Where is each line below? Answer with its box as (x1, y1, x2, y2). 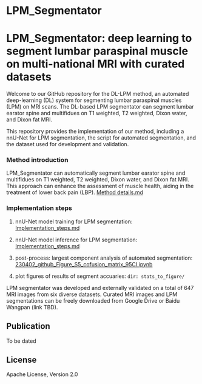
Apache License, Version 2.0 (6, 371, 78, 378)
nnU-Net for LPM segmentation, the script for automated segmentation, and (6, 134, 196, 141)
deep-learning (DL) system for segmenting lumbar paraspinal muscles (6, 96, 182, 104)
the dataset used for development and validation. (6, 141, 129, 148)
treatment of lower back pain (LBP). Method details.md (6, 189, 144, 196)
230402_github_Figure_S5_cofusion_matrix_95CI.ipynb (15, 260, 153, 268)
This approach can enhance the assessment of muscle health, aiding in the (6, 183, 194, 190)
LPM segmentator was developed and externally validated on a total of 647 (6, 284, 194, 291)
